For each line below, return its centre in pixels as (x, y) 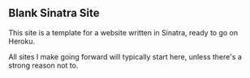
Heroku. (22, 41)
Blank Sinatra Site (54, 13)
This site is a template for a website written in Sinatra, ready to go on (123, 32)
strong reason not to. (43, 65)
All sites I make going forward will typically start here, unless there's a (125, 56)
